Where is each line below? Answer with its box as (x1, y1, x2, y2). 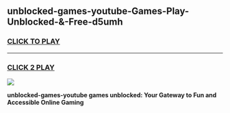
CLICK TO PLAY (7, 37, 60, 47)
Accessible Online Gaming (7, 98, 84, 106)
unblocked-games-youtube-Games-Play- (7, 5, 190, 17)
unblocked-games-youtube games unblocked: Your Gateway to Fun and (7, 90, 217, 99)
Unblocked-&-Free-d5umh (7, 16, 123, 28)
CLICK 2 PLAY (7, 62, 55, 72)
